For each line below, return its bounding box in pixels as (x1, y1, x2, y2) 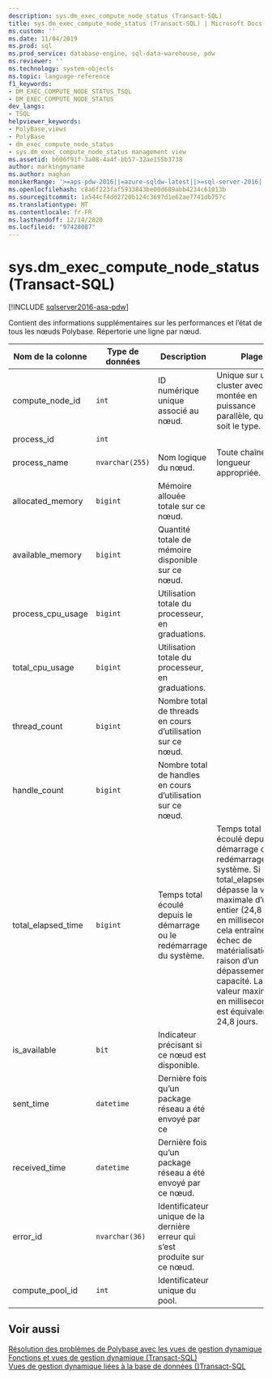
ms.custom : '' (8, 27, 57, 35)
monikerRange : (8, 178, 57, 187)
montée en (216, 390, 257, 402)
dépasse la (216, 884, 258, 895)
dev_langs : (8, 102, 45, 110)
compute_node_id (12, 395, 81, 407)
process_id (12, 433, 55, 445)
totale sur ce (157, 501, 206, 512)
